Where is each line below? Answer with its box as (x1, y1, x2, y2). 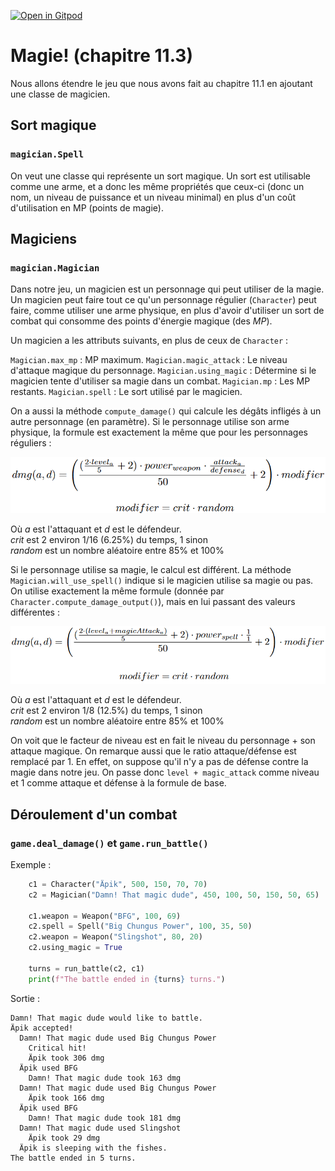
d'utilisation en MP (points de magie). (10, 201, 164, 214)
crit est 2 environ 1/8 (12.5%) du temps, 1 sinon (10, 705, 203, 717)
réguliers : (10, 437, 52, 449)
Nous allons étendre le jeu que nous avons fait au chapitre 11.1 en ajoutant (10, 77, 313, 89)
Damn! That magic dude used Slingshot (19, 1123, 182, 1133)
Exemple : (10, 858, 52, 870)
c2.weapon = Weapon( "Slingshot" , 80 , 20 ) (28, 932, 203, 942)
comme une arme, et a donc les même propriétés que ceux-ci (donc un (10, 180, 305, 192)
